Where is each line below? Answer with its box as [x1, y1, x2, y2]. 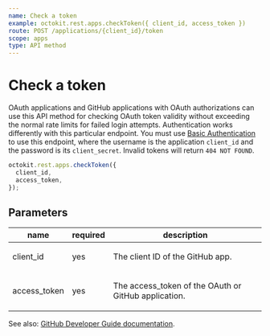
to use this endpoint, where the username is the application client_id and [8, 137, 254, 147]
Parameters [8, 206, 68, 219]
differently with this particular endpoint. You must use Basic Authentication [8, 129, 256, 138]
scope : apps [8, 34, 48, 43]
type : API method [8, 42, 67, 50]
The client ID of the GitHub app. [112, 251, 232, 262]
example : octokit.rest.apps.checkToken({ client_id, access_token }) [8, 19, 247, 27]
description [162, 230, 208, 241]
